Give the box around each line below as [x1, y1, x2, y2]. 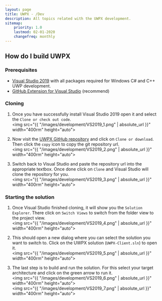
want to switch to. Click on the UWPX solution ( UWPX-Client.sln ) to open [12, 240, 157, 246]
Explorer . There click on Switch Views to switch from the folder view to [12, 210, 154, 216]
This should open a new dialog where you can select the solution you [12, 235, 151, 241]
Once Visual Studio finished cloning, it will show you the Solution [12, 205, 143, 211]
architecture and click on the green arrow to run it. [12, 270, 113, 276]
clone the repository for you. [12, 171, 69, 177]
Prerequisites [5, 67, 37, 73]
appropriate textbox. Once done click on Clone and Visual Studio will [12, 166, 149, 172]
